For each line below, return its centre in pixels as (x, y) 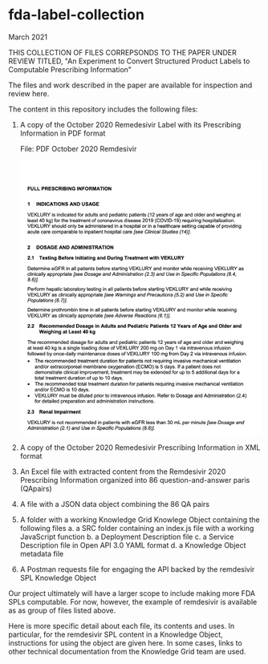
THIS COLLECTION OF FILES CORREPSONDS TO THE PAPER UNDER (122, 52)
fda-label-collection (76, 15)
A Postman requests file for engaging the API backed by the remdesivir (137, 569)
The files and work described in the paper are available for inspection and (130, 85)
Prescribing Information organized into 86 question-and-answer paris (135, 480)
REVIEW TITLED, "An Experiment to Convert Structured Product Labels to (129, 61)
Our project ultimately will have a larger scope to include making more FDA (132, 593)
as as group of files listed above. (62, 610)
